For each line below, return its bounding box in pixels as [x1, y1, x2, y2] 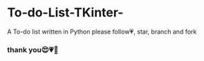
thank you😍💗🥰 [7, 45, 59, 54]
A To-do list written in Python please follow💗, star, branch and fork [7, 27, 197, 36]
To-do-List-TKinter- [7, 5, 124, 21]
